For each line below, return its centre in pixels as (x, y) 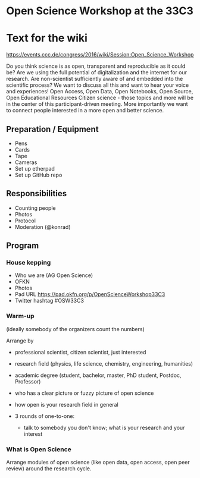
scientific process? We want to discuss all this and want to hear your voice (98, 85)
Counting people (35, 208)
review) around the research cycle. (49, 468)
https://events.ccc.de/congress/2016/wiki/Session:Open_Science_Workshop (100, 55)
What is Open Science (39, 449)
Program (23, 246)
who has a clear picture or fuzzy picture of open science (84, 393)
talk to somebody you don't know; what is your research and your (104, 427)
